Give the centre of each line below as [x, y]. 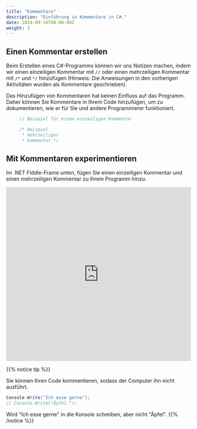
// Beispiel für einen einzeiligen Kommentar [76, 119]
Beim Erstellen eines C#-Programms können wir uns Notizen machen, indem [98, 66]
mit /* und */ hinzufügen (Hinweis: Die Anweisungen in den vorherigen [92, 78]
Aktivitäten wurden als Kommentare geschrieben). [67, 84]
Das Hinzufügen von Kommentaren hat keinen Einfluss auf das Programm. [96, 96]
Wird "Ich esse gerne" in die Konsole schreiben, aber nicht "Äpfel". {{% [92, 414]
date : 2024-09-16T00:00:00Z [40, 22]
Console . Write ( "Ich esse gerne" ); [48, 398]
